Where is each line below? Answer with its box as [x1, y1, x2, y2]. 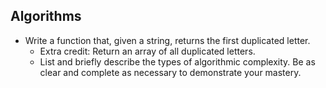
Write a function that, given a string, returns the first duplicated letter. [24, 34, 311, 46]
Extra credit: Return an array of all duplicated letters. [39, 45, 256, 57]
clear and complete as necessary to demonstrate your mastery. [39, 66, 302, 78]
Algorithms [10, 8, 82, 25]
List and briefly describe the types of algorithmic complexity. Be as [39, 55, 316, 68]
